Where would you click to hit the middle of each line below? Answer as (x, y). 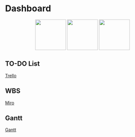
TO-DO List (23, 64)
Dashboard (28, 9)
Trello (11, 75)
